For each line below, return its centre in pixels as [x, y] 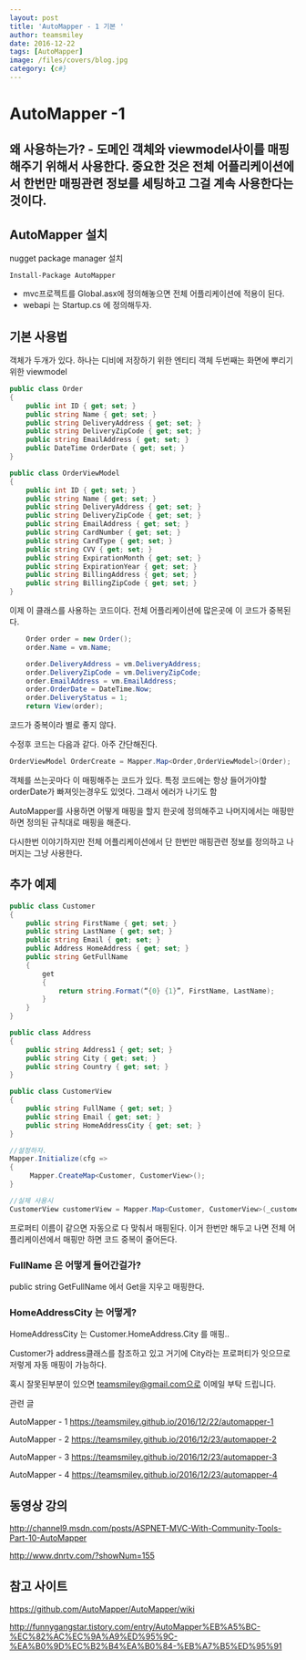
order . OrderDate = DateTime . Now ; [89, 689]
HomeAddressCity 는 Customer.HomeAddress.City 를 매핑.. [120, 1334]
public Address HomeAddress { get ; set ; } [107, 949]
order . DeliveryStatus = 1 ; [77, 698]
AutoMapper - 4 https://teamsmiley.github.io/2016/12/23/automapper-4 [143, 1475]
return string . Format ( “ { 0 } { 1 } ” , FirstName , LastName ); [166, 991]
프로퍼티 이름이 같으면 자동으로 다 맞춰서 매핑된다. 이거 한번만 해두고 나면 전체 [148, 1228]
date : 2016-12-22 [42, 43]
